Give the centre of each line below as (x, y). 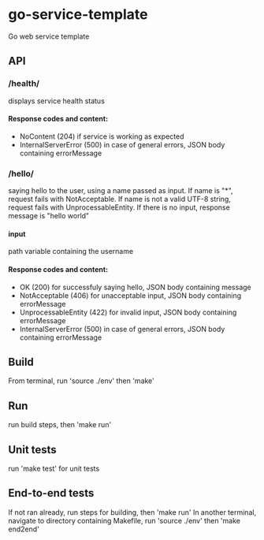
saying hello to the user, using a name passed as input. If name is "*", (121, 191)
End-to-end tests (51, 493)
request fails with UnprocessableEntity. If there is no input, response (119, 207)
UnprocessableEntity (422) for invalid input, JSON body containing (128, 312)
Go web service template (49, 36)
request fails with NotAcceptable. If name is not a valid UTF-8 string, (119, 199)
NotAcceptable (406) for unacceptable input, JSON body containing (130, 295)
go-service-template (78, 15)
